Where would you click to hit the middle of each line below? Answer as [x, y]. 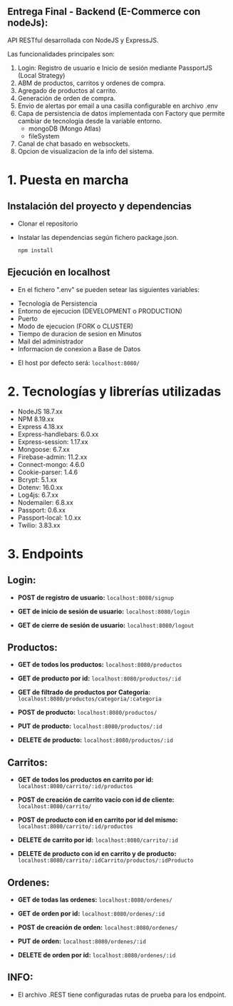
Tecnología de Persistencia [57, 303]
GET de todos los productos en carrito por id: [86, 780]
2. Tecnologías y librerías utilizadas [114, 391]
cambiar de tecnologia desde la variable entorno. [90, 121]
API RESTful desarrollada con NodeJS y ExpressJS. [83, 40]
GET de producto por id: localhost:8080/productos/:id [99, 678]
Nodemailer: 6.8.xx [45, 502]
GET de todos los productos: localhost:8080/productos [100, 665]
